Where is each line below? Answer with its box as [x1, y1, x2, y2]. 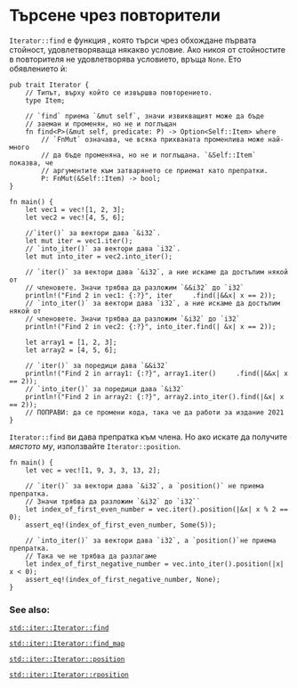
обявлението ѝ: [9, 63, 68, 74]
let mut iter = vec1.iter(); [25, 236, 133, 245]
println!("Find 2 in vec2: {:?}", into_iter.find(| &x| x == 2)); [25, 322, 277, 331]
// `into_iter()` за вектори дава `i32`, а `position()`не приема [25, 536, 277, 545]
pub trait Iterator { [9, 80, 90, 89]
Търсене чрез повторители [9, 5, 221, 26]
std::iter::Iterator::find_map [9, 639, 125, 649]
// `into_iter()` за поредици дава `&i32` [25, 384, 185, 393]
